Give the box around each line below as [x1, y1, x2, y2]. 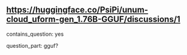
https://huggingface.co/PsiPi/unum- [6, 5, 149, 15]
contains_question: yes [6, 30, 64, 37]
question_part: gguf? [6, 42, 59, 49]
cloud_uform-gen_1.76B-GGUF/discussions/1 [6, 15, 181, 25]
